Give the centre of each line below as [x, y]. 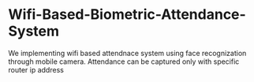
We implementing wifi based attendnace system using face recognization [127, 53]
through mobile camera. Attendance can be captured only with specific [124, 61]
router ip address [36, 69]
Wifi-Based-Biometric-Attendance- [127, 15]
